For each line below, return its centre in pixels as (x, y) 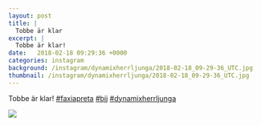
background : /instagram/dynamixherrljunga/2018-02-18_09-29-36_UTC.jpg (130, 68)
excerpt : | (27, 38)
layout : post (30, 16)
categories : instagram (46, 61)
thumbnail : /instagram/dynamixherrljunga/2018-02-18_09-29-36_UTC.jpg (129, 75)
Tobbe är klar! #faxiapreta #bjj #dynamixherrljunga (92, 98)
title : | (23, 23)
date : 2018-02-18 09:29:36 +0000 (68, 53)
